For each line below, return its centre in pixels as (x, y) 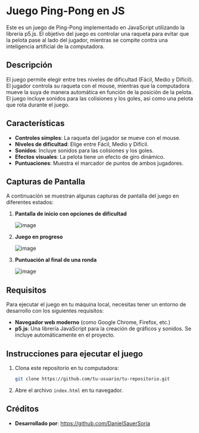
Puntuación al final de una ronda (56, 260)
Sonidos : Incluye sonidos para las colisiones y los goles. (84, 150)
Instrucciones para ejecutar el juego (74, 354)
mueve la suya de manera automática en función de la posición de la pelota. (99, 92)
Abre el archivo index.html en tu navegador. (69, 390)
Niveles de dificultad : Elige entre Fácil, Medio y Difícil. (82, 144)
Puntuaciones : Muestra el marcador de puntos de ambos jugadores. (99, 163)
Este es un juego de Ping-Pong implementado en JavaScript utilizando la (95, 27)
